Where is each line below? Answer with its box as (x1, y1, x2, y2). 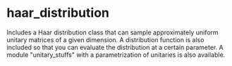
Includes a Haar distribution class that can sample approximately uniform (6, 28, 219, 37)
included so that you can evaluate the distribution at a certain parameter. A (6, 43, 224, 51)
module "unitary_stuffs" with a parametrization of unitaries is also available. (6, 51, 226, 59)
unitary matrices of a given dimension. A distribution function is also (6, 35, 204, 44)
